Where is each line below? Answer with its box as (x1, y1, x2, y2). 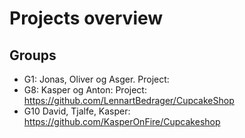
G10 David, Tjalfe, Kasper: (23, 105, 131, 117)
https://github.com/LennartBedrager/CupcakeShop (23, 95, 235, 106)
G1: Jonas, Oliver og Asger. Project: (23, 73, 170, 85)
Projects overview (9, 7, 164, 30)
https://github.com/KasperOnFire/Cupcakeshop (23, 116, 221, 127)
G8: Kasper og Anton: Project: (23, 84, 147, 96)
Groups (9, 47, 57, 64)
